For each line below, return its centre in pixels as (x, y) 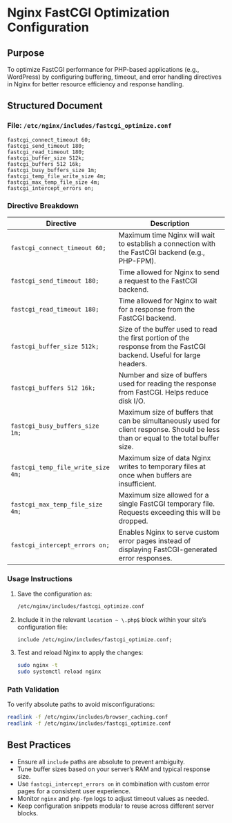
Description (170, 223)
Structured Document (55, 106)
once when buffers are (155, 475)
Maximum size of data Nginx (165, 457)
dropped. (133, 521)
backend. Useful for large (159, 355)
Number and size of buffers (163, 375)
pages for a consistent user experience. (74, 791)
